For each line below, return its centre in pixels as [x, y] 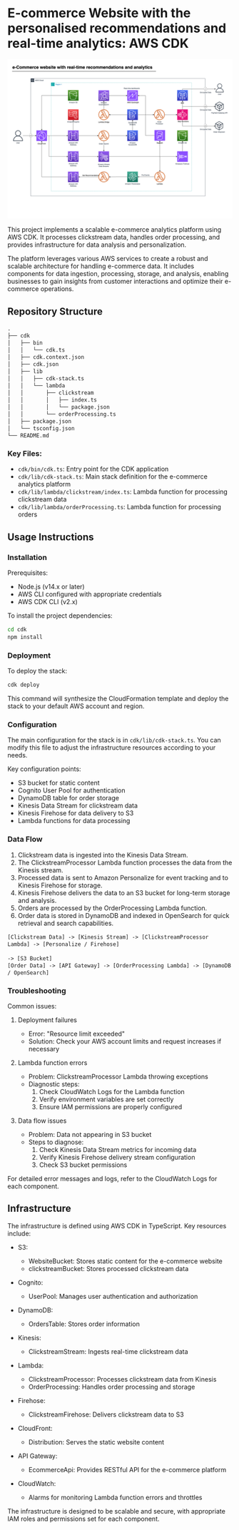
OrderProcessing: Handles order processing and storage [112, 1387]
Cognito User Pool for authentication [72, 790]
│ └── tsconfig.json [41, 429]
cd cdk [17, 630]
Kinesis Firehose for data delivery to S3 [76, 813]
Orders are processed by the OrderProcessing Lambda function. [112, 908]
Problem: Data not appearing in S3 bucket [90, 1134]
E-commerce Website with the [99, 13]
